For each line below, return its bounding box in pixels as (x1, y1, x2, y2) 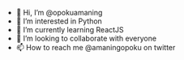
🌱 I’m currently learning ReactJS (15, 25, 124, 34)
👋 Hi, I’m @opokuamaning (15, 8, 103, 17)
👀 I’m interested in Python (15, 16, 103, 26)
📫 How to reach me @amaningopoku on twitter (15, 43, 176, 52)
